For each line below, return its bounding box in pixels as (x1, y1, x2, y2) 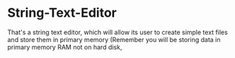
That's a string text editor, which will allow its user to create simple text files (7, 28, 228, 36)
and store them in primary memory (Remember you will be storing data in (7, 35, 221, 43)
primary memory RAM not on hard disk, (7, 43, 122, 51)
